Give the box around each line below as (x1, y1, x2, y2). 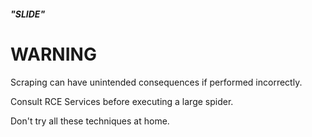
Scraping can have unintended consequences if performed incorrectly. (10, 76, 303, 88)
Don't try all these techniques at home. (10, 115, 170, 127)
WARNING (10, 43, 97, 65)
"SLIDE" (10, 8, 46, 20)
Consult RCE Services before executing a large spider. (10, 95, 234, 107)
